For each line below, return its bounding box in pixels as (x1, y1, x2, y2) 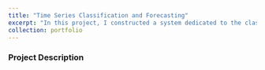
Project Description (8, 52, 84, 63)
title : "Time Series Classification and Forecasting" (8, 11, 189, 20)
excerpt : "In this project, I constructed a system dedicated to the (8, 19, 242, 27)
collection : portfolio (8, 26, 83, 34)
